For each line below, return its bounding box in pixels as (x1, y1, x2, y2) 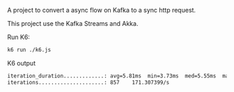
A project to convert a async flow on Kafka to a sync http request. (7, 6, 196, 14)
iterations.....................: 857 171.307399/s (7, 79, 170, 86)
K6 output (7, 59, 36, 67)
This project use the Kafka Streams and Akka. (7, 20, 139, 27)
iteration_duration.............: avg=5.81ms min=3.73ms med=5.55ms (7, 72, 217, 79)
